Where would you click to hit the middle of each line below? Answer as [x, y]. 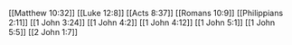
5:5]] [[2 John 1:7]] [43, 32]
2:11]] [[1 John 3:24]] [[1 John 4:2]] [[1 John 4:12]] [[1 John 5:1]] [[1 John [142, 22]
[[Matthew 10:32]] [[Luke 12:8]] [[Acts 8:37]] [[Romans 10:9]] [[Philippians [146, 13]
